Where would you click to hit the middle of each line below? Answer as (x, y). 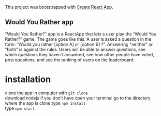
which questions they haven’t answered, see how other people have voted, (80, 54)
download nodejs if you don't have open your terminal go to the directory (78, 98)
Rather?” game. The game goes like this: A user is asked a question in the (78, 39)
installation (28, 79)
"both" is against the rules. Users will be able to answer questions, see (75, 49)
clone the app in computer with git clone (46, 93)
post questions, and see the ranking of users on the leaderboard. (70, 60)
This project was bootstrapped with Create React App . (59, 7)
